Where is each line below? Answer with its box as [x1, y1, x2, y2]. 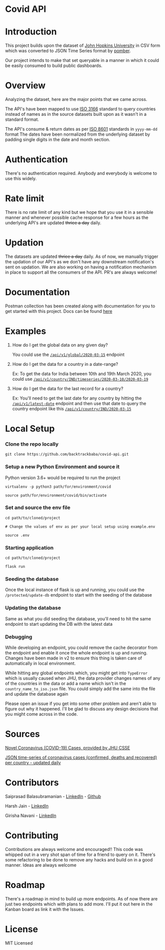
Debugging [5, 633, 33, 640]
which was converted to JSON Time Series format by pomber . [5, 48, 131, 54]
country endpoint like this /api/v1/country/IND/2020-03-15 [12, 405, 132, 411]
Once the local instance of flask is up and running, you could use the [5, 587, 145, 593]
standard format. [5, 116, 39, 122]
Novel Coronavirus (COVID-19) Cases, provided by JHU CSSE [5, 745, 131, 750]
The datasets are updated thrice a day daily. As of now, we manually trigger [5, 253, 159, 259]
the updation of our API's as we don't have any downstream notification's [5, 258, 154, 264]
